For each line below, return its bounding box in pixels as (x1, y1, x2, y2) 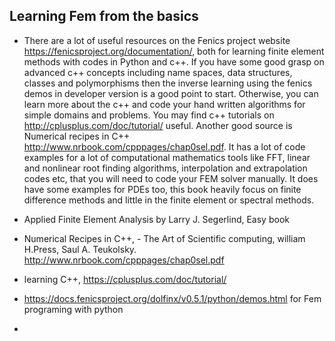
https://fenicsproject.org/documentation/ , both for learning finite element (23, 45, 325, 57)
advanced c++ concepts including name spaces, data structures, (23, 66, 293, 78)
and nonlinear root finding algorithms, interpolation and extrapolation (23, 162, 308, 174)
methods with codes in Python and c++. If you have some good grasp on (23, 55, 325, 68)
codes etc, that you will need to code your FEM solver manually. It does (23, 172, 319, 184)
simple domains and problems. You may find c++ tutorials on (23, 109, 275, 121)
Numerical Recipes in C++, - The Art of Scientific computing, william (23, 232, 306, 244)
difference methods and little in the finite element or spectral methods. (23, 194, 315, 206)
